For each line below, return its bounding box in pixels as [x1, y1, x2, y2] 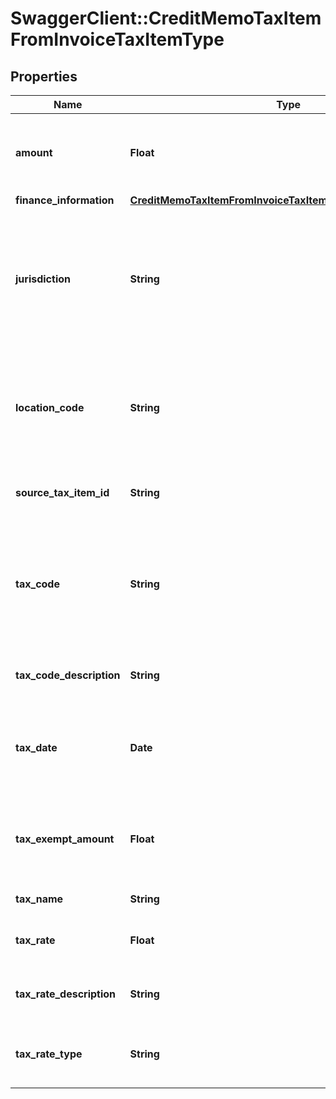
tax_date [15, 741, 58, 754]
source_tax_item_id [15, 486, 110, 499]
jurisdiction [15, 272, 71, 286]
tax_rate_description [15, 987, 117, 1001]
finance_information [15, 193, 115, 207]
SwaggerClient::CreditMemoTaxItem [10, 7, 322, 30]
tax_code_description [15, 668, 121, 682]
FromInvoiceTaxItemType [10, 28, 225, 51]
